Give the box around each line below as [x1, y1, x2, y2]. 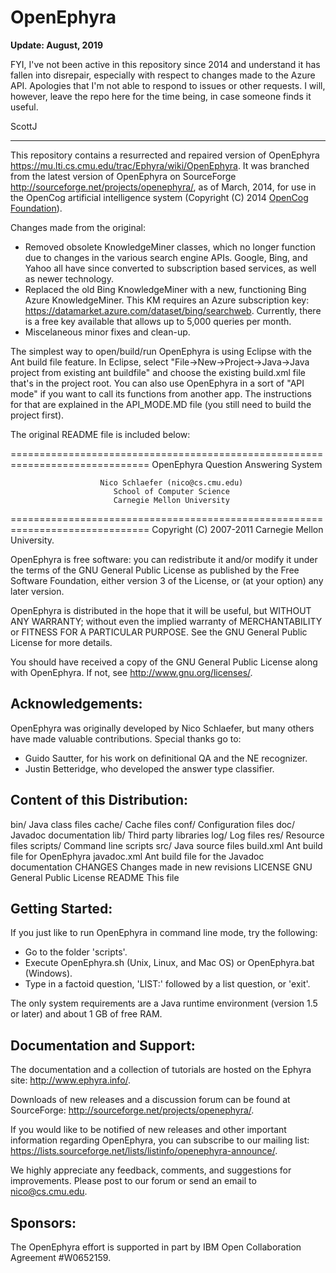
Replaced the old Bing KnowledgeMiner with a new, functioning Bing [24, 283, 307, 295]
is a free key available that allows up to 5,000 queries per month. [24, 315, 292, 327]
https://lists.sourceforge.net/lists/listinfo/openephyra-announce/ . [10, 1145, 278, 1157]
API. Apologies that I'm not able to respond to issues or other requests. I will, [10, 79, 326, 91]
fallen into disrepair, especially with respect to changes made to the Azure [10, 69, 316, 81]
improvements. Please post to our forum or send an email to [10, 1175, 257, 1187]
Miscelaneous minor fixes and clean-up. [24, 326, 191, 338]
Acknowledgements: [10, 696, 143, 713]
